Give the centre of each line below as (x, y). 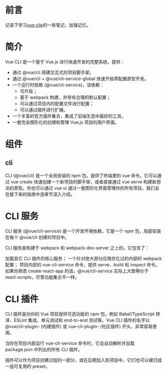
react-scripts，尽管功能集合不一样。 (42, 277)
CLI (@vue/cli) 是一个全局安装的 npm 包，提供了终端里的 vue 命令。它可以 (81, 176)
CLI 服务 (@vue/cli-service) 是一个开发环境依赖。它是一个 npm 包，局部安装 (83, 231)
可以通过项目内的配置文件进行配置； (57, 103)
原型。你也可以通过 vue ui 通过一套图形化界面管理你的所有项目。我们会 (86, 188)
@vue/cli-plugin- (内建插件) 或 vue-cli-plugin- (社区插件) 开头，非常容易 (79, 326)
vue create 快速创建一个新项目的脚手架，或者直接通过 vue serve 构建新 (83, 182)
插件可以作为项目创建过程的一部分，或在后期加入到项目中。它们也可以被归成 (83, 360)
